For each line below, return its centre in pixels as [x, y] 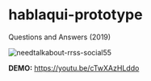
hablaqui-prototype [75, 15]
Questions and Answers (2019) [60, 37]
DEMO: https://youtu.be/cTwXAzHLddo [74, 68]
